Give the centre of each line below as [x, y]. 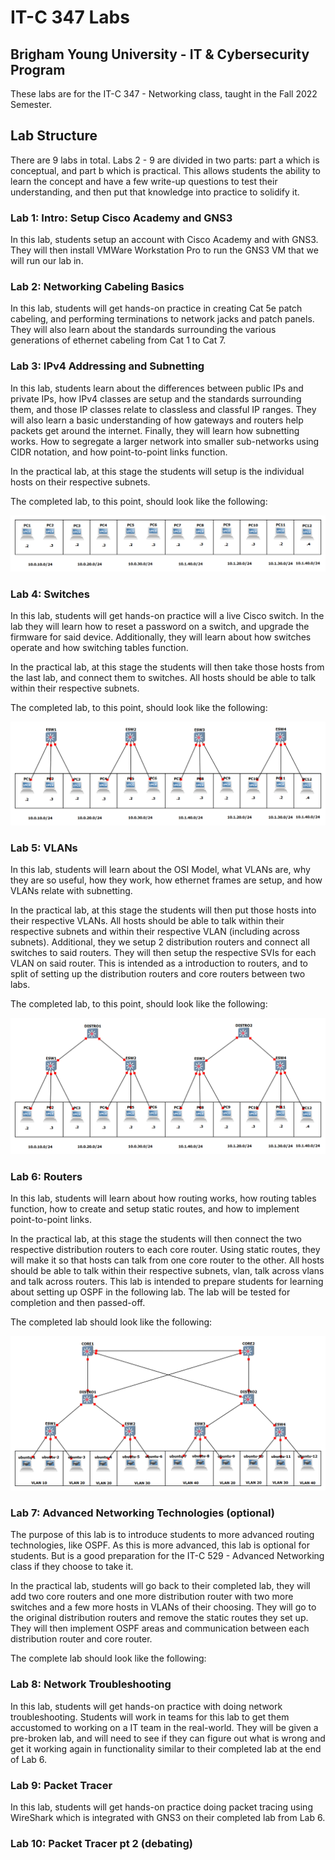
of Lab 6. [29, 1759]
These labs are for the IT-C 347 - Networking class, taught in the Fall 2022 [164, 94]
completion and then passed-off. [78, 1303]
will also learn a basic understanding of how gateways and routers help [157, 420]
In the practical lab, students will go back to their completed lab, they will [160, 1586]
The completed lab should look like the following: [111, 1322]
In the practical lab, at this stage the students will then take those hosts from [167, 667]
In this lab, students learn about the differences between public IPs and [157, 388]
